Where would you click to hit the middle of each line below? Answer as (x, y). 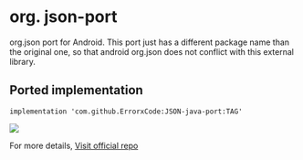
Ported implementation (76, 90)
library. (23, 61)
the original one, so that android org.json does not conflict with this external (152, 51)
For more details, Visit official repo (74, 145)
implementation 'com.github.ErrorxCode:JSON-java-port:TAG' (126, 112)
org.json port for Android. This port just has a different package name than (150, 42)
